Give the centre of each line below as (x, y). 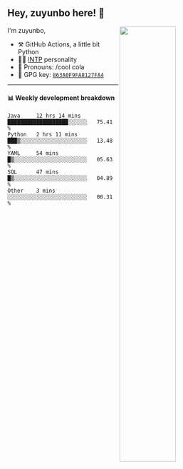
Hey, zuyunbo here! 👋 (56, 13)
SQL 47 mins (33, 172)
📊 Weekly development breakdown (61, 98)
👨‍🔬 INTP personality (47, 59)
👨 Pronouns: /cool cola (51, 67)
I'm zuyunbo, (27, 30)
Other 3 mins (31, 191)
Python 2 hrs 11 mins (43, 135)
